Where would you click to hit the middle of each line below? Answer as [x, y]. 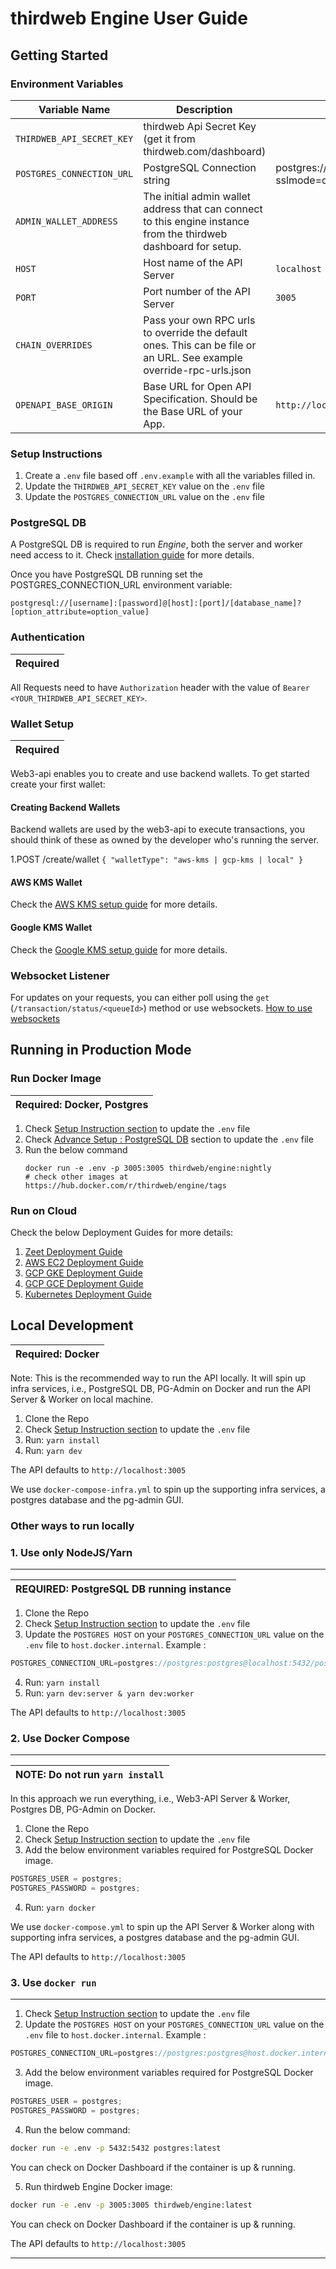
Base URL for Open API [197, 386]
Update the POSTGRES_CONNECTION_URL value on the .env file [145, 497]
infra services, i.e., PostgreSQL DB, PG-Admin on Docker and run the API [160, 1388]
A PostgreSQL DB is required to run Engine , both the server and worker [156, 544]
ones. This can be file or [200, 345]
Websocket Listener [60, 975]
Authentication [47, 637]
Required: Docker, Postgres [82, 1104]
